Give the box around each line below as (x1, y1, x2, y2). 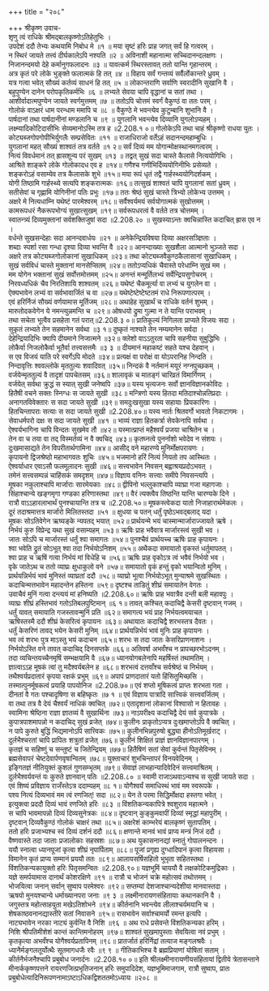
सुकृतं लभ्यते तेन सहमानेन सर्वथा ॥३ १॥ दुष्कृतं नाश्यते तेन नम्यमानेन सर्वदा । (8, 325, 204, 334)
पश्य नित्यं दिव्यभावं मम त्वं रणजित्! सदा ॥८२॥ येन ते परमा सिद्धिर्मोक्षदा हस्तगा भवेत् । (8, 791, 224, 799)
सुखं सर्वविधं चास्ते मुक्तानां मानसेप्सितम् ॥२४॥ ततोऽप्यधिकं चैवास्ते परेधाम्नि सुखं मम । (8, 261, 227, 270)
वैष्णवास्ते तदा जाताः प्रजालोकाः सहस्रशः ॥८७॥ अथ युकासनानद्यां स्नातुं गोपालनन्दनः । (8, 836, 224, 845)
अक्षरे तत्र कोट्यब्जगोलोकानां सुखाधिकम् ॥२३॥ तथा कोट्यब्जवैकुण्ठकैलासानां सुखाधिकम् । (8, 252, 237, 261)
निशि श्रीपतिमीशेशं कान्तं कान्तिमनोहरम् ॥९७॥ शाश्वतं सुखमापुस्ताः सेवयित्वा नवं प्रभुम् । (8, 927, 226, 937)
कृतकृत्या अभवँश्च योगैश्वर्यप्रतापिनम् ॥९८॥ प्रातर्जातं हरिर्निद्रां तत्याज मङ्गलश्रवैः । (8, 937, 213, 946)
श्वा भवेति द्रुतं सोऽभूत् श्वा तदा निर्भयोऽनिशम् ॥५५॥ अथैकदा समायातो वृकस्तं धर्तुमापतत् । (8, 544, 233, 553)
